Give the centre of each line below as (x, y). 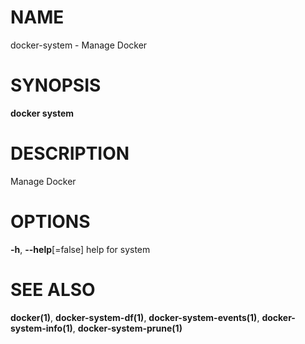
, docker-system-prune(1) (127, 328)
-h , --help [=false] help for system (80, 249)
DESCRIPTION (70, 153)
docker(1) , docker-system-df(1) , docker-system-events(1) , (135, 317)
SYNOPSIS (56, 85)
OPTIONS (50, 222)
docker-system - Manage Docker (79, 45)
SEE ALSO (53, 289)
